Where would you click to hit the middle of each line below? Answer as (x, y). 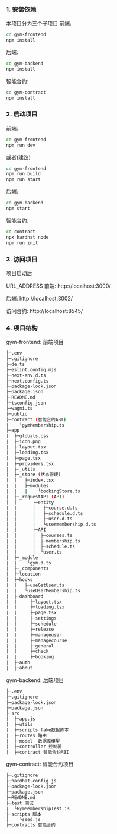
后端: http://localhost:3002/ (39, 298)
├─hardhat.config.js (32, 781)
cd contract (21, 232)
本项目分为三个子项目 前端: (39, 23)
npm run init (22, 243)
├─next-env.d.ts (26, 375)
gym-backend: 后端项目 (35, 680)
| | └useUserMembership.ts (43, 590)
